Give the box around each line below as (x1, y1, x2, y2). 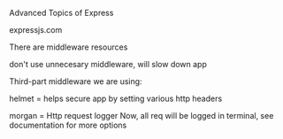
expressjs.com (9, 25, 63, 35)
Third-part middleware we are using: (9, 76, 143, 87)
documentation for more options (9, 120, 127, 130)
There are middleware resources (9, 42, 128, 52)
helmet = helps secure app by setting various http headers (9, 93, 223, 104)
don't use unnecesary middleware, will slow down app (9, 59, 208, 69)
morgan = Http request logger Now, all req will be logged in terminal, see (9, 111, 274, 120)
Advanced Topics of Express (9, 8, 114, 18)
